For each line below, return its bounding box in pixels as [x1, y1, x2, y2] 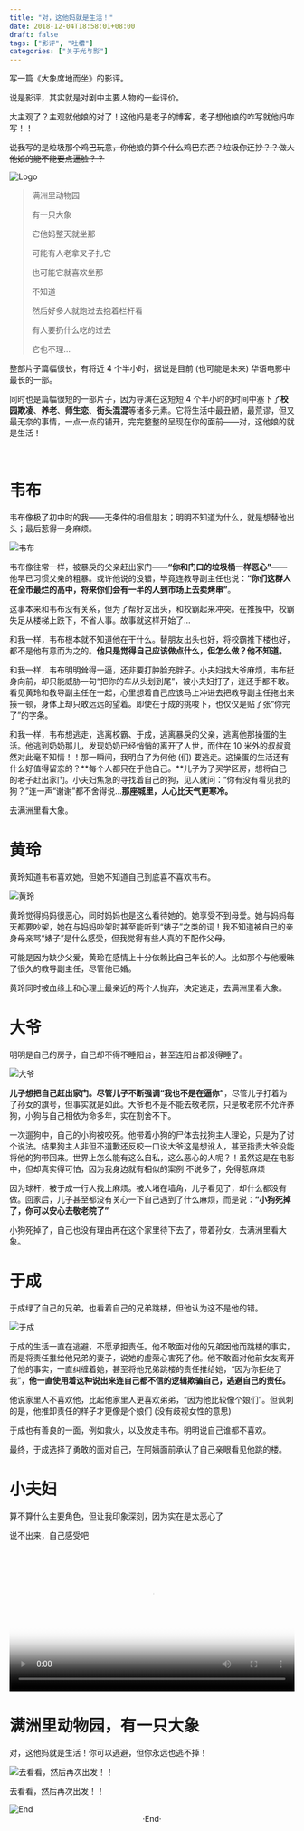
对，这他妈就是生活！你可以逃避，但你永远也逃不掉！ [9, 1747, 208, 1758]
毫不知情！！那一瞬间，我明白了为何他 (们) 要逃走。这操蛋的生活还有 [33, 752, 290, 763]
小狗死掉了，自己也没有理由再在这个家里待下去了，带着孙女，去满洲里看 [9, 1224, 279, 1235]
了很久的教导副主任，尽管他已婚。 [9, 963, 137, 974]
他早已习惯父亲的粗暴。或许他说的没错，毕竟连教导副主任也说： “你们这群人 [9, 573, 291, 584]
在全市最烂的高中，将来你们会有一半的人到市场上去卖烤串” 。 [9, 585, 236, 596]
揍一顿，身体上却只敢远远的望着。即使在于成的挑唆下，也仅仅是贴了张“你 [9, 699, 283, 710]
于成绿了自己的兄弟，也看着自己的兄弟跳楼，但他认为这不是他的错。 [9, 1302, 263, 1313]
